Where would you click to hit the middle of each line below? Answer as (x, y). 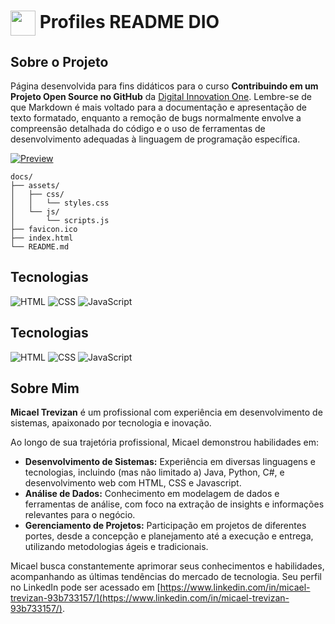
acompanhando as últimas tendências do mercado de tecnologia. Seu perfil (166, 577)
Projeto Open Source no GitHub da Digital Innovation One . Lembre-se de (161, 96)
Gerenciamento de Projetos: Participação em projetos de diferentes (165, 526)
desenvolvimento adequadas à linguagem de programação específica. (155, 139)
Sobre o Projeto (59, 61)
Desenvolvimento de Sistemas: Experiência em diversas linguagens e (170, 462)
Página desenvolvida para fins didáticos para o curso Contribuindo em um (164, 86)
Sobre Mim (45, 388)
